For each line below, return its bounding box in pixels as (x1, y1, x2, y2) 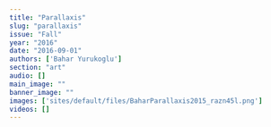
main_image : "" (9, 80, 66, 89)
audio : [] (9, 72, 47, 80)
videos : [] (9, 105, 50, 114)
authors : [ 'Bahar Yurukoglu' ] (9, 55, 123, 63)
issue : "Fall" (9, 30, 63, 38)
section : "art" (9, 63, 66, 72)
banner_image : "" (9, 88, 74, 97)
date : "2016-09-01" (9, 47, 83, 55)
